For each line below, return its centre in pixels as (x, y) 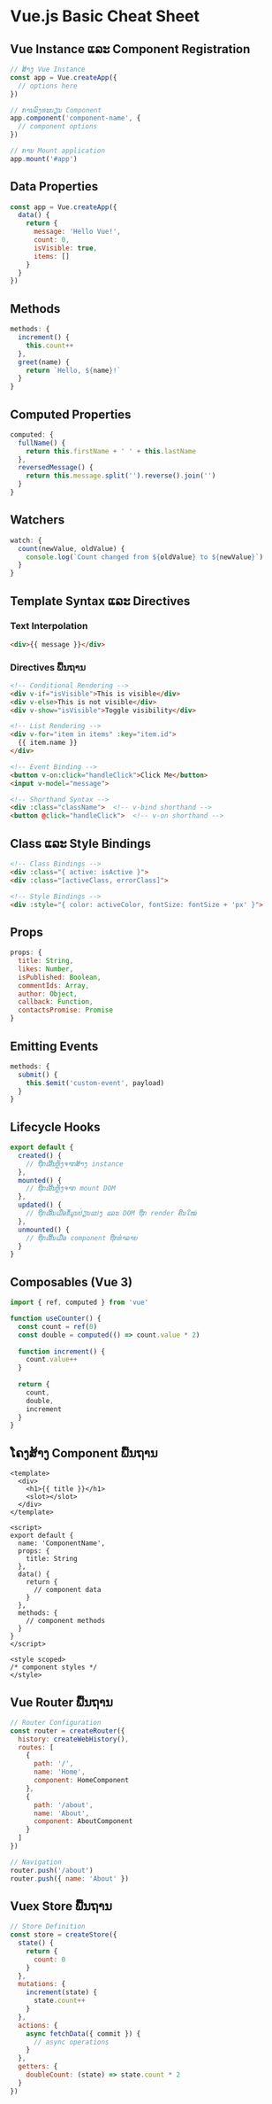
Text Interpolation (49, 626)
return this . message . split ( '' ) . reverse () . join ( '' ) (121, 476)
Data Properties (54, 186)
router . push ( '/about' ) (52, 1870)
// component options (58, 127)
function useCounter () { (56, 1319)
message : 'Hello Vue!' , (77, 232)
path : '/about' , (63, 1805)
